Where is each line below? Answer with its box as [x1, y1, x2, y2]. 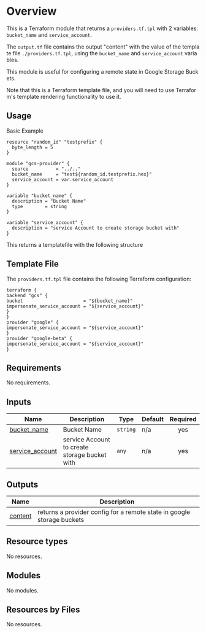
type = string [12, 203, 67, 209]
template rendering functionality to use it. [17, 93, 121, 100]
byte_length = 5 [12, 144, 53, 150]
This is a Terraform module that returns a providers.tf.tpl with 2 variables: [6, 25, 198, 32]
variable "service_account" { [6, 219, 84, 225]
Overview [6, 4, 57, 18]
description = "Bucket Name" [12, 198, 86, 204]
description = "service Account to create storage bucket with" [12, 225, 180, 231]
